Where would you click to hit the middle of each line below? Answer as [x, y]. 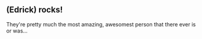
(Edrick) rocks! [35, 10]
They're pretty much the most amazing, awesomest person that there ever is [101, 24]
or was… [17, 31]
